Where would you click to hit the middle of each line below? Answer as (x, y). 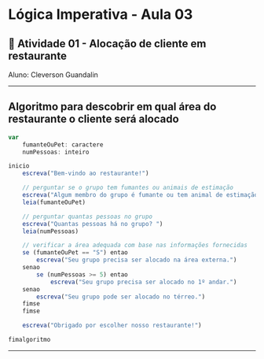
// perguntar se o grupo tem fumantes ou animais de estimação (128, 188)
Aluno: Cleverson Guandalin (53, 75)
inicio (19, 166)
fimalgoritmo (29, 340)
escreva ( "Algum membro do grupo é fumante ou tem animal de (123, 195)
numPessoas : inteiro (56, 152)
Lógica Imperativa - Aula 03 (101, 15)
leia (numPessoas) (51, 231)
